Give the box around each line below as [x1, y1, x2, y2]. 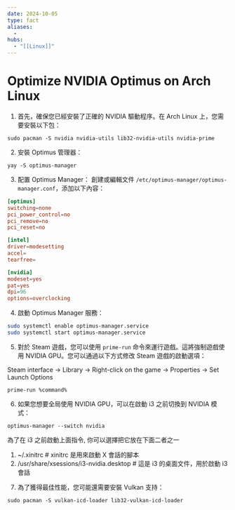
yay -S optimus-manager [7, 162, 77, 169]
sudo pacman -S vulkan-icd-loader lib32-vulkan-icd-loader [7, 497, 184, 504]
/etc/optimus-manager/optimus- [135, 176, 227, 183]
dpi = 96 [7, 288, 27, 295]
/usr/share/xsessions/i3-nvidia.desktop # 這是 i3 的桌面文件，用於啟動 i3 [17, 459, 228, 467]
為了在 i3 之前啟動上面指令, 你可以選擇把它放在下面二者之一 [7, 436, 180, 444]
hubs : [7, 36, 23, 43]
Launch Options [7, 373, 53, 381]
